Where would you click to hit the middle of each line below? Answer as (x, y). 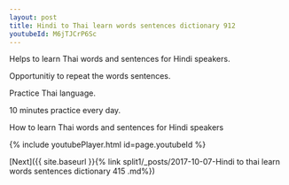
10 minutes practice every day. (65, 111)
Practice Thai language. (52, 93)
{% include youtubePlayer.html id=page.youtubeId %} (108, 145)
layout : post (33, 17)
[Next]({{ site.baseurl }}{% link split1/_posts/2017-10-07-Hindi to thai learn (145, 162)
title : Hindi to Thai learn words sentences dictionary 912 (123, 26)
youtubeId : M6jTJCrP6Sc (53, 34)
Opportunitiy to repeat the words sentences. (90, 76)
